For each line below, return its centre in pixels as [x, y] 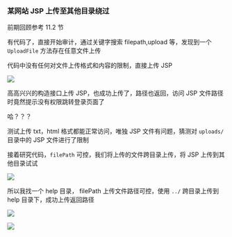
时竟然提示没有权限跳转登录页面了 [56, 102]
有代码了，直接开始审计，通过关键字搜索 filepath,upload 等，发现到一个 [109, 42]
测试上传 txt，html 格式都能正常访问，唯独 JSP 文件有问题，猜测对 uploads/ [116, 131]
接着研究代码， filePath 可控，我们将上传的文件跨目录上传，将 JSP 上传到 [113, 155]
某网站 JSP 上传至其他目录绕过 [58, 10]
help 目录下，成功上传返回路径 [51, 200]
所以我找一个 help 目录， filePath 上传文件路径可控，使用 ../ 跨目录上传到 [113, 191]
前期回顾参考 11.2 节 [35, 27]
